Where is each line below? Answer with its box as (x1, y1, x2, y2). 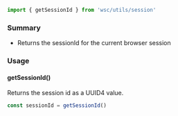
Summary (7, 23, 42, 33)
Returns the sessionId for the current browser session (17, 39, 171, 47)
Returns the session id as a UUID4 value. (7, 89, 124, 97)
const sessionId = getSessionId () (7, 102, 107, 109)
